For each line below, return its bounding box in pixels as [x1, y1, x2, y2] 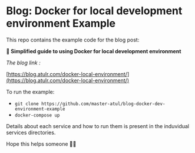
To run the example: [6, 88, 55, 95]
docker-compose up [14, 112, 60, 118]
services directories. [6, 129, 56, 136]
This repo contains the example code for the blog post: [6, 36, 140, 43]
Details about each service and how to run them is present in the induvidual [6, 122, 190, 129]
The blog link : [6, 59, 41, 66]
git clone [14, 100, 39, 107]
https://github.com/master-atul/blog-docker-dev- [41, 100, 166, 107]
